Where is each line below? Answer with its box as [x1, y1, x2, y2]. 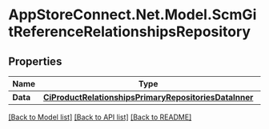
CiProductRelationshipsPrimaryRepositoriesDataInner [42, 92, 254, 103]
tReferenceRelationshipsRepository [8, 22, 251, 41]
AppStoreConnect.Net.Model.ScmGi [8, 6, 257, 24]
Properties [8, 54, 62, 68]
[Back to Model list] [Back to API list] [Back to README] [8, 112, 192, 122]
